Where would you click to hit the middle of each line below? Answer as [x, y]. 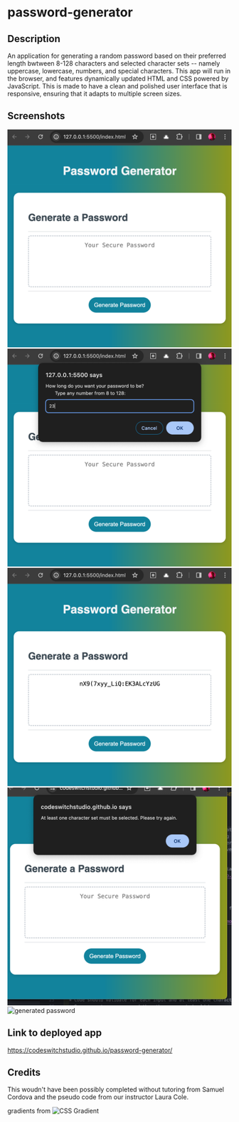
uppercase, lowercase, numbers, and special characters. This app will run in [119, 71]
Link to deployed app [54, 1033]
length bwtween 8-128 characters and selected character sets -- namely [114, 63]
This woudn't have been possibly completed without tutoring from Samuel [116, 1090]
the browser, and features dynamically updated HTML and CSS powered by [118, 78]
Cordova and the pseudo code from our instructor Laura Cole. [98, 1097]
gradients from [29, 1111]
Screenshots [36, 116]
